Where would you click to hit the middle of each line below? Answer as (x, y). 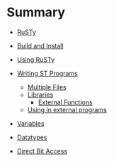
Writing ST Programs (47, 73)
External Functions (65, 102)
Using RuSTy (36, 59)
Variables (30, 123)
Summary (36, 12)
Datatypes (32, 137)
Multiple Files (47, 87)
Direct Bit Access (42, 151)
